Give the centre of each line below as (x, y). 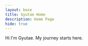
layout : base (19, 10)
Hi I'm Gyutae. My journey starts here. (44, 38)
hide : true (16, 24)
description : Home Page (30, 19)
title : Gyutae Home (25, 14)
